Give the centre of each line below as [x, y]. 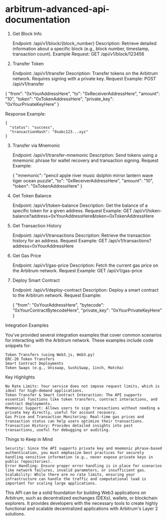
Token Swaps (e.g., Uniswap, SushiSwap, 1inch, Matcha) [64, 368]
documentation [38, 20]
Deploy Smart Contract [36, 280]
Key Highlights [20, 377]
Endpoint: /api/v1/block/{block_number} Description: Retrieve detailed [84, 43]
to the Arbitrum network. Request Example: [57, 295]
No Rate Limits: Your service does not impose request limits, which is [82, 386]
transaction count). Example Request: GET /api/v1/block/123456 [78, 54]
